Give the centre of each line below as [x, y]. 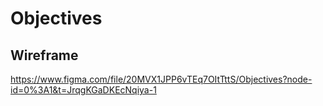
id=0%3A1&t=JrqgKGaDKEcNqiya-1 [83, 90]
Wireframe [44, 55]
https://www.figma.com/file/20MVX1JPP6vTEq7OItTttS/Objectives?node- [161, 79]
